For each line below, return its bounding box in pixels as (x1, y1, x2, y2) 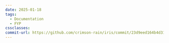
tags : (5, 12, 17, 17)
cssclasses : (5, 26, 30, 31)
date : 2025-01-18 (5, 7, 42, 12)
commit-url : (5, 30, 30, 35)
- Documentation (10, 16, 44, 21)
